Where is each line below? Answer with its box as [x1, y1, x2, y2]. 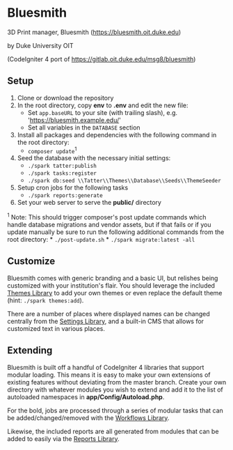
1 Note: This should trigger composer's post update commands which [7, 212, 207, 222]
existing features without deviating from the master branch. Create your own [7, 378, 227, 386]
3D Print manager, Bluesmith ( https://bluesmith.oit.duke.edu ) [7, 28, 182, 36]
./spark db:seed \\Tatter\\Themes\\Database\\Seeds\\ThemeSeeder [27, 178, 221, 185]
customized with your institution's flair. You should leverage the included [7, 281, 216, 290]
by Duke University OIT [7, 41, 74, 49]
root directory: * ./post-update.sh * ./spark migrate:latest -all [7, 235, 195, 244]
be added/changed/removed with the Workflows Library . [7, 413, 170, 422]
